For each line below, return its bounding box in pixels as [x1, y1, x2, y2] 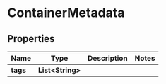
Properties [7, 33, 55, 45]
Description [87, 54, 129, 63]
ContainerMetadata [7, 5, 125, 21]
